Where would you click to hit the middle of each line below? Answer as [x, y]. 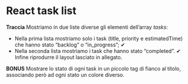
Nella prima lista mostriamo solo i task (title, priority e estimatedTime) [99, 38]
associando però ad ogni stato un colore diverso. [65, 75]
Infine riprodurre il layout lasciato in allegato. [68, 57]
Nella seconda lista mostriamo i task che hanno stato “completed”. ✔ [98, 51]
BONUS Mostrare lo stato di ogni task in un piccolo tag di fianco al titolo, [93, 68]
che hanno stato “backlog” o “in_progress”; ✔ [70, 45]
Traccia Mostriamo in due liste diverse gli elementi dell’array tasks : [87, 27]
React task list [41, 11]
